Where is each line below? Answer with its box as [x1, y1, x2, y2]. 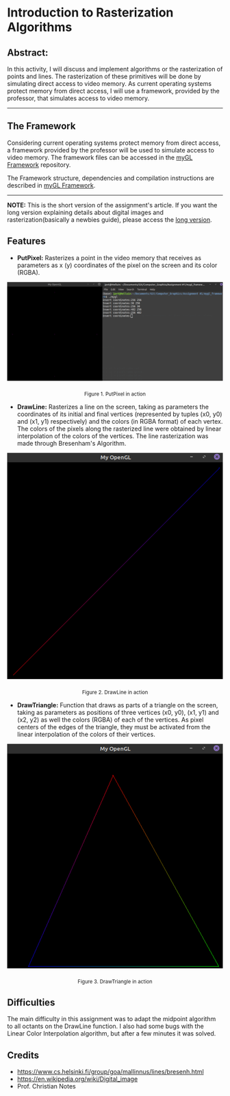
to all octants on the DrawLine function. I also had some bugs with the [7, 1022, 204, 1031]
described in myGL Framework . [7, 181, 96, 190]
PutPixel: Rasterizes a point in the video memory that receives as [16, 253, 202, 262]
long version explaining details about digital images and [7, 208, 164, 216]
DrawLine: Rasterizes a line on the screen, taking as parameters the [16, 403, 209, 411]
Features [7, 236, 46, 247]
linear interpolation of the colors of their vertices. [16, 730, 155, 738]
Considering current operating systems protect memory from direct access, [7, 139, 221, 147]
